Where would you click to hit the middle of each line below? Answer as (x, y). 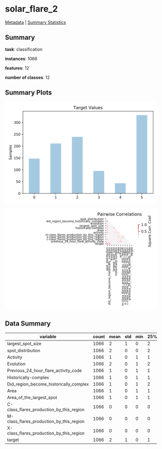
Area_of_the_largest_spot (32, 398)
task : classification (24, 49)
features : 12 (17, 68)
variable (48, 337)
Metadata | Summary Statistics (35, 22)
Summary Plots (28, 93)
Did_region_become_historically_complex (48, 384)
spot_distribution (24, 350)
